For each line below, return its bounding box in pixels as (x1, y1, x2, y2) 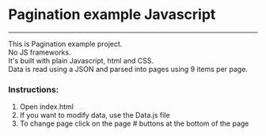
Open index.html (19, 102, 74, 111)
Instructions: (8, 84, 59, 95)
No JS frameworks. (8, 47, 71, 57)
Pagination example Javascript (8, 6, 216, 24)
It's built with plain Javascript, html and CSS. (8, 55, 154, 65)
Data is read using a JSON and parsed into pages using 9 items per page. (8, 64, 248, 74)
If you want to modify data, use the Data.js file (19, 111, 170, 120)
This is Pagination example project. (8, 39, 123, 48)
